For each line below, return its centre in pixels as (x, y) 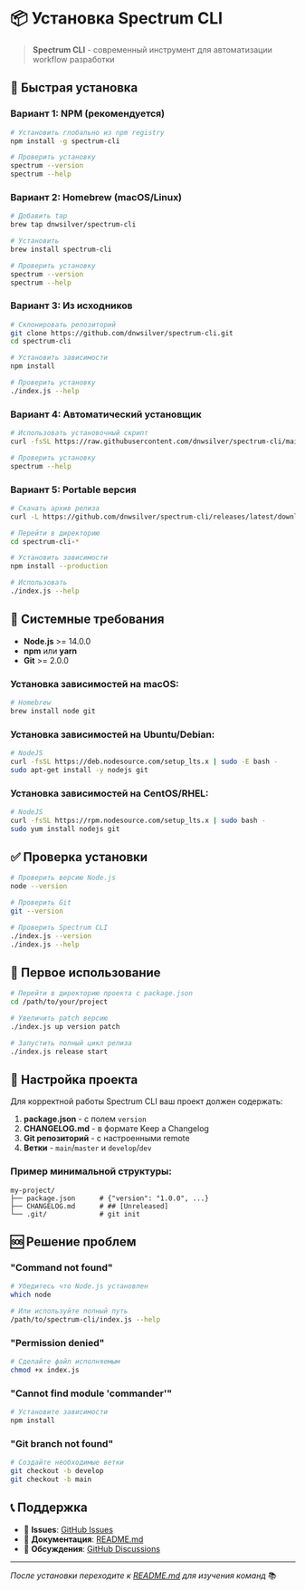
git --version (37, 911)
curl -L (25, 517)
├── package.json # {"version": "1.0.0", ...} (110, 1198)
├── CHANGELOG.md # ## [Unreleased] (90, 1206)
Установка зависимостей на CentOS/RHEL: (110, 793)
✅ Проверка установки (79, 857)
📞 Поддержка (49, 1508)
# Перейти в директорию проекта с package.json (102, 994)
